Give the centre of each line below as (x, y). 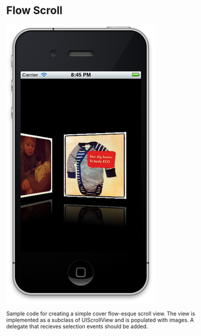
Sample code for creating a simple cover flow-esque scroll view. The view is (101, 313)
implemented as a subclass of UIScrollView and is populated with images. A (100, 320)
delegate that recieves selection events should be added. (77, 326)
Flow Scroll (35, 11)
